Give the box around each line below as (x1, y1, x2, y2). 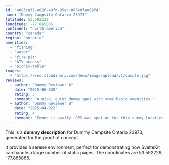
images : (5, 69, 22, 74)
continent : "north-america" (5, 26, 65, 31)
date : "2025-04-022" (14, 106, 58, 111)
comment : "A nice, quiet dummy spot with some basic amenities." (14, 96, 155, 101)
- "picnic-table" (10, 64, 47, 69)
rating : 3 (14, 92, 35, 97)
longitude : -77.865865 (5, 21, 53, 27)
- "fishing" (10, 45, 35, 50)
